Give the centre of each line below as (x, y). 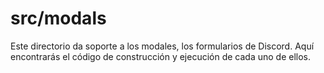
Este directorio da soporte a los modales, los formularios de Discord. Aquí (162, 46)
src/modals (58, 18)
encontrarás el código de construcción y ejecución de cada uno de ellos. (161, 56)
